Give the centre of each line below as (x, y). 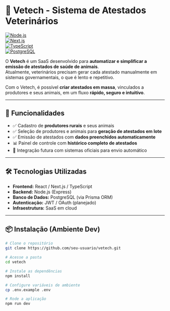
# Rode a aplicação (26, 299)
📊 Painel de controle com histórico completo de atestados (75, 143)
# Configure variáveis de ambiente (43, 285)
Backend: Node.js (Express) (42, 192)
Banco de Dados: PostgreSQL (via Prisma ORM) (62, 197)
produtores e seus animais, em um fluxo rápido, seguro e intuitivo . (75, 92)
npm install (18, 276)
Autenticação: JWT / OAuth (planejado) (54, 202)
